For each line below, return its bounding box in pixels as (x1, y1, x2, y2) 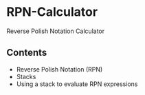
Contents (6, 47, 47, 59)
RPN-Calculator (6, 4, 98, 20)
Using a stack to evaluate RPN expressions (16, 80, 138, 88)
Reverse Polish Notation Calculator (6, 27, 104, 35)
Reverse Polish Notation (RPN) (16, 65, 103, 73)
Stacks (16, 72, 36, 81)
